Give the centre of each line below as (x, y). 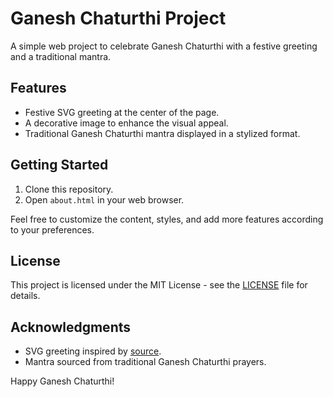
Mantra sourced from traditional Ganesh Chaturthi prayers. (145, 362)
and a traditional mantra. (61, 56)
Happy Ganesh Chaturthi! (62, 381)
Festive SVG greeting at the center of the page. (122, 112)
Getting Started (59, 165)
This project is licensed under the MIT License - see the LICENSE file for (159, 285)
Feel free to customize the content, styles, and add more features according (167, 219)
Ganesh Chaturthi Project (118, 18)
